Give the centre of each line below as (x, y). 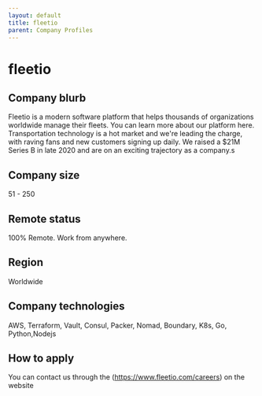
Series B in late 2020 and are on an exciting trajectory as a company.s (122, 150)
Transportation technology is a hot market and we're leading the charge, (125, 134)
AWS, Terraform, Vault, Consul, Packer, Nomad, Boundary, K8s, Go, (118, 325)
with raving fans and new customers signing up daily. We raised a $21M (124, 142)
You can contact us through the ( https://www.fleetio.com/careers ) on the (127, 377)
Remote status (44, 218)
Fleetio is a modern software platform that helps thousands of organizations (131, 117)
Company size (44, 175)
